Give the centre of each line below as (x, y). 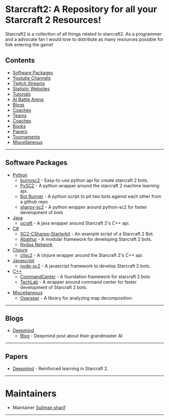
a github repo (34, 201)
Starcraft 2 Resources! (53, 20)
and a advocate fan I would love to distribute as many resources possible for (84, 39)
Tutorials (22, 94)
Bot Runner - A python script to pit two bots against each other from (91, 196)
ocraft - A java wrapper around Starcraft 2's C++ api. (75, 223)
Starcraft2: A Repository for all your (81, 9)
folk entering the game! (29, 44)
